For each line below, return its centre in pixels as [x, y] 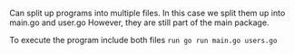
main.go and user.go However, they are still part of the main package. [139, 22]
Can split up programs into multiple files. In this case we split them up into [147, 13]
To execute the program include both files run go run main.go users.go [143, 40]
